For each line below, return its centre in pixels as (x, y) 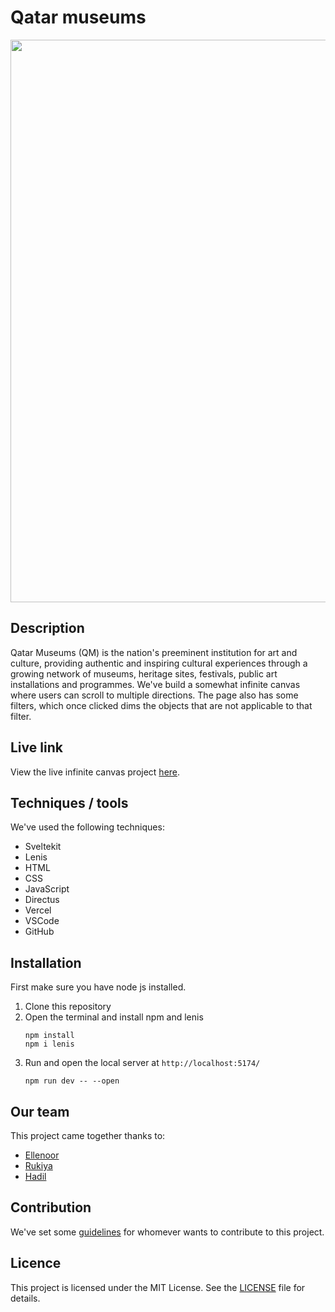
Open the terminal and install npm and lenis (114, 1017)
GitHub (39, 932)
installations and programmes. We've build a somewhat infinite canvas (155, 684)
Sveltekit (43, 847)
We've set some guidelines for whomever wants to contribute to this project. (167, 1232)
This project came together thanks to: (88, 1135)
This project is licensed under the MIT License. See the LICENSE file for (158, 1287)
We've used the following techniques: (87, 827)
